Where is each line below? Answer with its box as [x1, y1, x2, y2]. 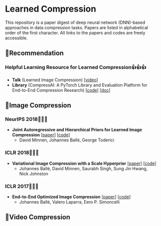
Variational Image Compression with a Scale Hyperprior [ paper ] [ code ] [12, 160, 157, 166]
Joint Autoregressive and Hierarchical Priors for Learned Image [12, 127, 143, 133]
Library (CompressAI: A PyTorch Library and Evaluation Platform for [12, 82, 147, 88]
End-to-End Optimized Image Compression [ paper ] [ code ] [12, 193, 131, 200]
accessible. [5, 35, 28, 41]
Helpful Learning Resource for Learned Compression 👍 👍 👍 [5, 64, 146, 71]
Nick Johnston [19, 171, 48, 176]
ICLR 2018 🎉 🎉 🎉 [5, 149, 39, 156]
